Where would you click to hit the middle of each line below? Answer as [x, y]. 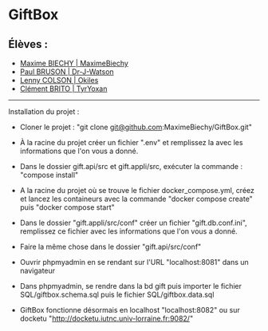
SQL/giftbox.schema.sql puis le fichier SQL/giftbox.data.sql [117, 294]
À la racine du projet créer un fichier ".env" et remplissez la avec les [131, 142]
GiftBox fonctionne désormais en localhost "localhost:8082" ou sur [130, 310]
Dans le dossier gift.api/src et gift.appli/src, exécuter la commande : [131, 166]
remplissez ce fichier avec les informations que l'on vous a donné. [128, 231]
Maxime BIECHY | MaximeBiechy [74, 63]
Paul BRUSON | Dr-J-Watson [67, 72]
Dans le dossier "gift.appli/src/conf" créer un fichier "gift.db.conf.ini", [133, 223]
